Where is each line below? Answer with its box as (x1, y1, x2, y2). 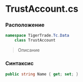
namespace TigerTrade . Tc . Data (5, 33, 70, 38)
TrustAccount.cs (5, 3, 78, 15)
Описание (17, 47, 40, 53)
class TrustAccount (14, 38, 56, 43)
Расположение (5, 22, 45, 29)
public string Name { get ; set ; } (5, 71, 79, 77)
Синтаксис (5, 60, 34, 67)
